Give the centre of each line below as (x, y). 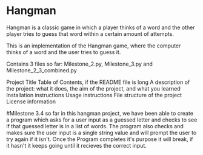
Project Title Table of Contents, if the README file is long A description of (98, 82)
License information (31, 102)
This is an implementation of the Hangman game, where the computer (94, 46)
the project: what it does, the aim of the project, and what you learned (93, 88)
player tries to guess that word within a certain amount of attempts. (90, 33)
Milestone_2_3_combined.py (42, 70)
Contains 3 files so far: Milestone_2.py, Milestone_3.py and (80, 64)
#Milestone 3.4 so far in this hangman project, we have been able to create (100, 113)
